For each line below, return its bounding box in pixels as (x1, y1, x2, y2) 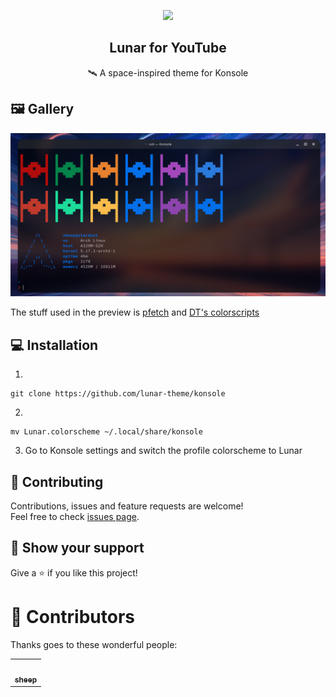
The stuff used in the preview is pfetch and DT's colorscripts (10, 306, 260, 319)
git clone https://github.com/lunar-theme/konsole (10, 389, 226, 399)
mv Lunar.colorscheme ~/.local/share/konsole (10, 427, 203, 437)
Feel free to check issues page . (10, 511, 140, 523)
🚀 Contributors (10, 606, 136, 629)
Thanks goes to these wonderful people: (10, 638, 178, 650)
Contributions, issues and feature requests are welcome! (10, 500, 244, 512)
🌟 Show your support (10, 540, 145, 557)
